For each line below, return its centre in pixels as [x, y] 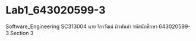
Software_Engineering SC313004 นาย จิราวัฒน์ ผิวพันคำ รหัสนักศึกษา [82, 26]
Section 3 [22, 33]
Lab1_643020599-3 [56, 10]
